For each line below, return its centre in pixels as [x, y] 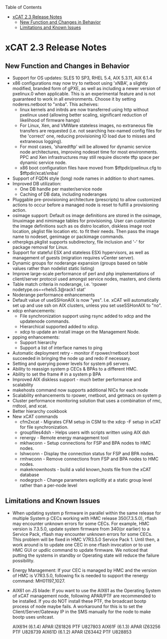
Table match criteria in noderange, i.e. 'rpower [60, 284]
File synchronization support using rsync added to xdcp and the [85, 316]
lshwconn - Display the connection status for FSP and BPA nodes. [87, 453]
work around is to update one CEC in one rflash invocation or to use [82, 544]
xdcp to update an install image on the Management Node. [80, 332]
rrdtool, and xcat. [30, 406]
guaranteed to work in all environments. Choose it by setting [74, 99]
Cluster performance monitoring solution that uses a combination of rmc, [87, 401]
